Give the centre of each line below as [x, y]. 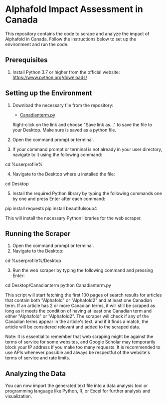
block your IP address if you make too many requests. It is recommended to [83, 347]
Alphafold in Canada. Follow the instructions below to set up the [71, 39]
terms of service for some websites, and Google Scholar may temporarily [80, 342]
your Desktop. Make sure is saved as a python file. [64, 130]
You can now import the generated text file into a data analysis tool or [77, 385]
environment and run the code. [37, 44]
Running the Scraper [38, 233]
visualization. [19, 396]
